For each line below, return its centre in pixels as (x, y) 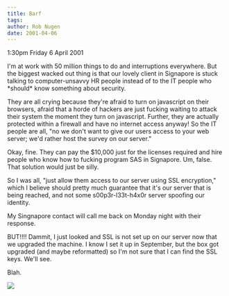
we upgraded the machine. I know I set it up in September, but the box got (113, 245)
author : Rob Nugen (34, 26)
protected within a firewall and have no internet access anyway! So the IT (112, 124)
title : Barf (24, 14)
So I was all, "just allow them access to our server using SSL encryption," (112, 181)
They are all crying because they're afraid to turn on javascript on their (108, 102)
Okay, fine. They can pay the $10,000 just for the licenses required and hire (115, 152)
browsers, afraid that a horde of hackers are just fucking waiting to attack (112, 109)
